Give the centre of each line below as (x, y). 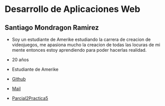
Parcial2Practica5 (30, 98)
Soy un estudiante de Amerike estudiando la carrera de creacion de (81, 39)
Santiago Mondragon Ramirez (52, 28)
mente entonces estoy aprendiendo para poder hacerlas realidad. (79, 50)
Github (19, 79)
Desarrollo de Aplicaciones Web (73, 9)
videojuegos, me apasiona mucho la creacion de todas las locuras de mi (86, 45)
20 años (20, 60)
